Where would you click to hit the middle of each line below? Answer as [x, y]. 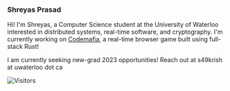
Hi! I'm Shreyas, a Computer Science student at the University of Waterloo [113, 25]
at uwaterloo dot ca [35, 68]
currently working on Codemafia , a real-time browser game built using [107, 39]
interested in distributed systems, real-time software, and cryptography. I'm [115, 32]
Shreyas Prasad [34, 10]
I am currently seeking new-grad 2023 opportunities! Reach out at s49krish [115, 60]
